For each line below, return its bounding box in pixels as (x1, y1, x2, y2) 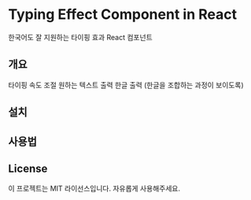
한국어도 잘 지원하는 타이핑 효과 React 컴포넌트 (8, 32, 153, 42)
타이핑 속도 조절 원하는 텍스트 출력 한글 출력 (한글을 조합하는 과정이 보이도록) (8, 80, 244, 90)
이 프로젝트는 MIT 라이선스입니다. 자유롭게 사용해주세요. (8, 183, 181, 194)
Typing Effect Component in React (8, 6, 238, 24)
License (8, 161, 48, 175)
